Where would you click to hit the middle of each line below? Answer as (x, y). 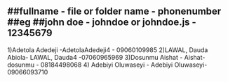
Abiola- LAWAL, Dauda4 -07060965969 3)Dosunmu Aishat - (95, 57)
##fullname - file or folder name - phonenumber (114, 11)
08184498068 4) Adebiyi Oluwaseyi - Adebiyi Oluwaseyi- (124, 65)
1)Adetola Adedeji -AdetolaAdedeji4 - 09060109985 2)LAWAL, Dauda (108, 50)
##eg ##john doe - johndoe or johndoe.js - (102, 23)
